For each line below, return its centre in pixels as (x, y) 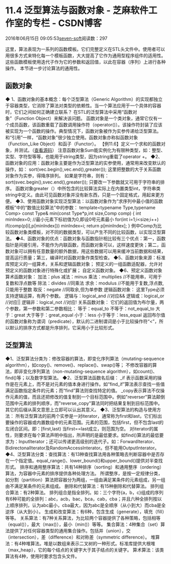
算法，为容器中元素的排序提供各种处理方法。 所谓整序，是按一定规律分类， (84, 473)
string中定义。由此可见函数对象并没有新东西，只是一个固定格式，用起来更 (83, 195)
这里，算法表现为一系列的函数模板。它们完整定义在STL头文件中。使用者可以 (85, 49)
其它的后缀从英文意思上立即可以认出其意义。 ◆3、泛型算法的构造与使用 (81, 409)
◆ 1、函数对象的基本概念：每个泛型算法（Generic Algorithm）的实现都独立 (84, 99)
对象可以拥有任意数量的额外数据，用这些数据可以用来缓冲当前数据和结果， (88, 251)
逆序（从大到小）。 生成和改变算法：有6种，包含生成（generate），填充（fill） (85, 511)
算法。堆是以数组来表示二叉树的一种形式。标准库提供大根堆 (93, 543)
